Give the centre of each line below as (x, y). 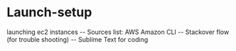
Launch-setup (49, 12)
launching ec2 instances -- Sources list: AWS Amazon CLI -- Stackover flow (118, 32)
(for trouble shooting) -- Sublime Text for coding (77, 39)
